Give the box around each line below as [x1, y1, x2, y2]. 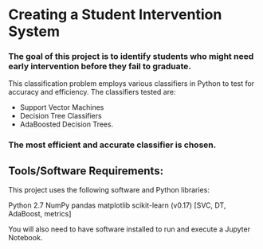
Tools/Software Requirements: [8, 164, 164, 177]
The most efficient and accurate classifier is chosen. [8, 139, 217, 150]
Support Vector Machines [19, 103, 104, 112]
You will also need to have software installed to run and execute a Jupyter [8, 224, 251, 234]
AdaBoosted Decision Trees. [19, 119, 114, 129]
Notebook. [8, 233, 43, 243]
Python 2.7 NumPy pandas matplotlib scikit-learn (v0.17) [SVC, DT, [8, 200, 226, 210]
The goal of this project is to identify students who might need [8, 51, 254, 62]
